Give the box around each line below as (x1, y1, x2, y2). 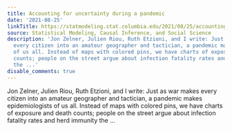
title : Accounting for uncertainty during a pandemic (7, 10, 166, 17)
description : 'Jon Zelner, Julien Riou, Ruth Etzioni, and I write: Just (7, 36, 224, 43)
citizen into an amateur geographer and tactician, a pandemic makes (7, 94, 202, 102)
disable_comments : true (7, 68, 76, 74)
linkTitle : (7, 23, 39, 30)
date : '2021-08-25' (7, 17, 64, 23)
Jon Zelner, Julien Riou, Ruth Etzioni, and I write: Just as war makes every (7, 87, 217, 95)
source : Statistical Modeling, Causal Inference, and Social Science (7, 29, 212, 37)
